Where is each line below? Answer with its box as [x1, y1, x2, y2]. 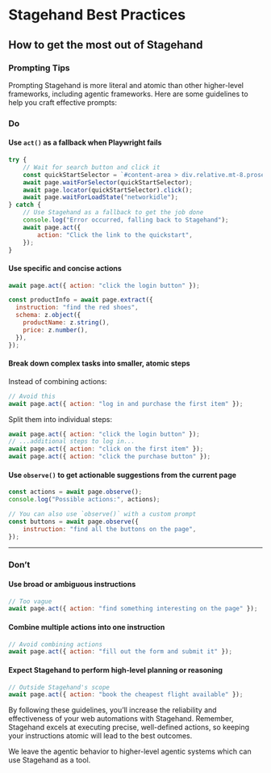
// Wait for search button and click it [23, 163, 161, 171]
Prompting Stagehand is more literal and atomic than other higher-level [8, 80, 244, 90]
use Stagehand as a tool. [8, 755, 91, 765]
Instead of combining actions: [8, 376, 107, 386]
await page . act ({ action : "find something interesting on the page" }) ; [8, 605, 258, 613]
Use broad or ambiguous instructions [8, 580, 136, 589]
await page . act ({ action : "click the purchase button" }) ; [8, 453, 211, 461]
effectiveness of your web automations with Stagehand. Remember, [8, 714, 234, 724]
